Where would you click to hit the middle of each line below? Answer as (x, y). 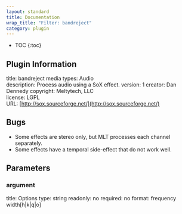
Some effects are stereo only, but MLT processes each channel (92, 137)
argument (21, 185)
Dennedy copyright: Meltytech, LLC (50, 91)
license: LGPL (23, 97)
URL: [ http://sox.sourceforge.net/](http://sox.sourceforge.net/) (83, 104)
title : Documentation (33, 17)
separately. (29, 143)
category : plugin (28, 28)
